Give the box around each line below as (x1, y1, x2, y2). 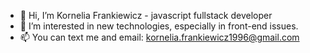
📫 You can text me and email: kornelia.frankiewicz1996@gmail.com (19, 31, 300, 43)
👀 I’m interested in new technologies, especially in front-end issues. (19, 20, 299, 32)
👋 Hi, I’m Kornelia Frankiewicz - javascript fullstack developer (19, 10, 273, 21)
